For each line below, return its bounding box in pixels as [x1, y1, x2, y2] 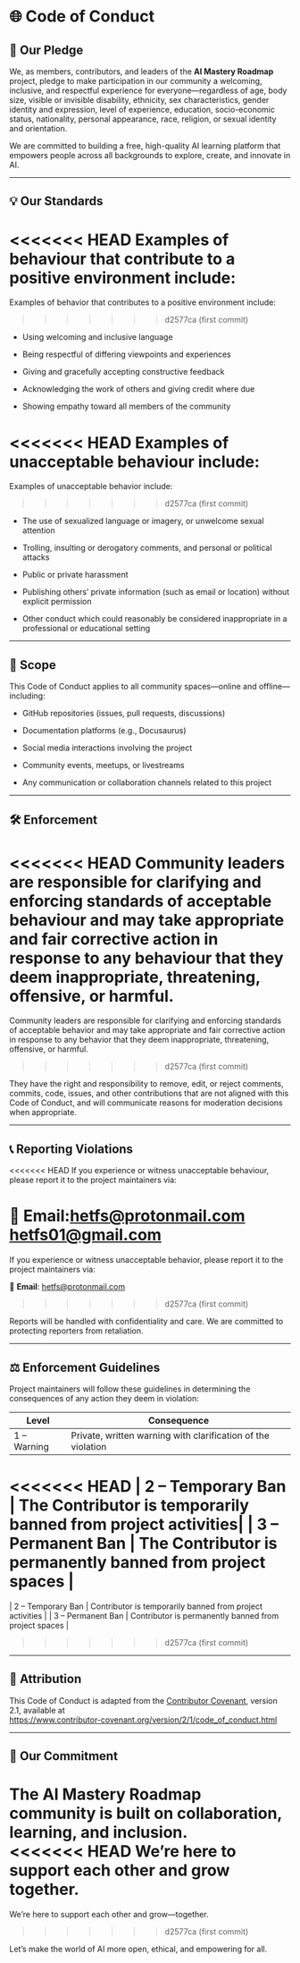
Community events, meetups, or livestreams [21, 760, 185, 771]
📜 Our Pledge [9, 42, 84, 57]
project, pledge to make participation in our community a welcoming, [9, 76, 262, 86]
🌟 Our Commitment [9, 1748, 119, 1764]
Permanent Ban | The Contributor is [9, 1534, 278, 1553]
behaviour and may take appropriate [9, 910, 285, 930]
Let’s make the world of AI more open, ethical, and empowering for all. [9, 1943, 268, 1955]
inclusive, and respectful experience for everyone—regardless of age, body [9, 85, 287, 96]
